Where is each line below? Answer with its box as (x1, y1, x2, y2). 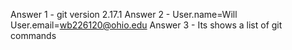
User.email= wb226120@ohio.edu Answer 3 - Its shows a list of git (10, 19, 283, 31)
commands (10, 30, 57, 41)
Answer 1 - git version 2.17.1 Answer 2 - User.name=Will (10, 9, 238, 20)
